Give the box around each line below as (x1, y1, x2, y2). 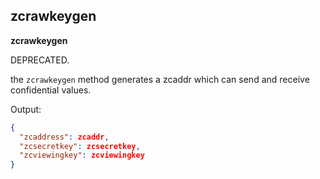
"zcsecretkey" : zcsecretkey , (19, 141, 141, 151)
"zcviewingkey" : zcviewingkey (19, 150, 145, 161)
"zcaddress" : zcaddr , (19, 132, 110, 142)
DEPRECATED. (10, 54, 70, 66)
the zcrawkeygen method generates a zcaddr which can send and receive (10, 73, 310, 85)
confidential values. (10, 84, 92, 96)
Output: (10, 103, 42, 115)
